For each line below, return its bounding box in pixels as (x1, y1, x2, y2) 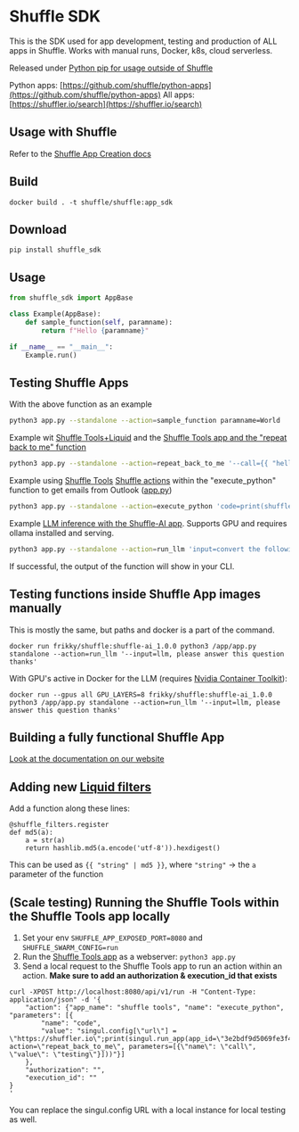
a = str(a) (25, 836, 66, 845)
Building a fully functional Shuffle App (9, 730, 225, 745)
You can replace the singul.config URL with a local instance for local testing (9, 1104, 287, 1115)
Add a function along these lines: (9, 803, 131, 814)
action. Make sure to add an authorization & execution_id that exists (21, 971, 278, 980)
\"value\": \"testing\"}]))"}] (9, 1050, 125, 1059)
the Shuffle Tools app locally (9, 908, 171, 924)
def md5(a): (9, 828, 53, 838)
